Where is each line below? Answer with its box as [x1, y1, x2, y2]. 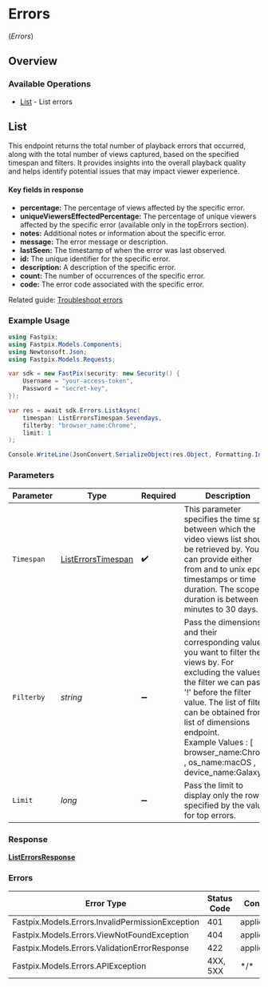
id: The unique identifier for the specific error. [19, 254, 171, 263]
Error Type [85, 898, 127, 909]
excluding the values [183, 667, 262, 678]
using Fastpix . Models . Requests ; [8, 355, 116, 363]
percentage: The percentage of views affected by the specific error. [19, 203, 246, 212]
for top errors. [183, 810, 237, 821]
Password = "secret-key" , [22, 385, 109, 393]
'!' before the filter [183, 687, 252, 698]
